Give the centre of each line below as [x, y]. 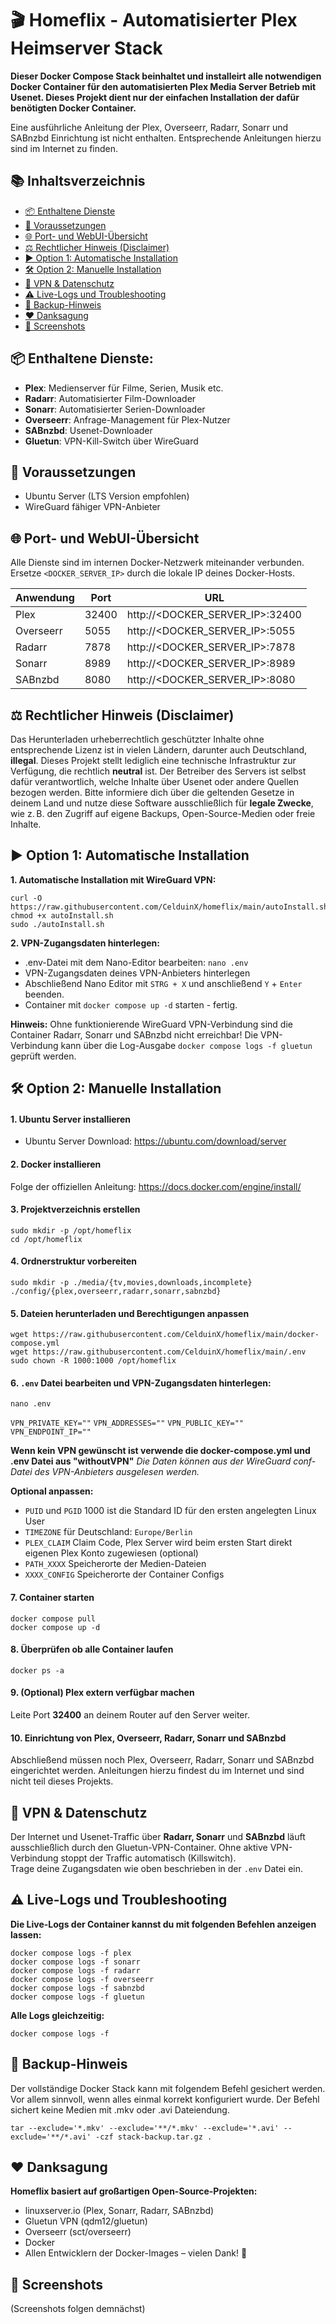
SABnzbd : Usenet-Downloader [88, 430]
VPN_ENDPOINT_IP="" [51, 1432]
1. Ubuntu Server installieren [70, 1119]
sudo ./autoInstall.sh [57, 924]
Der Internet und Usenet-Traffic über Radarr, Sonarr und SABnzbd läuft [158, 1837]
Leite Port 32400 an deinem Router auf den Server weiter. [130, 1715]
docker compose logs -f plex [71, 1953]
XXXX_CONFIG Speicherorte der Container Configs [124, 1574]
